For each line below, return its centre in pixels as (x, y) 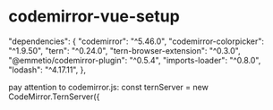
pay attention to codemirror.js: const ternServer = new (109, 87)
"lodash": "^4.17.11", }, (47, 70)
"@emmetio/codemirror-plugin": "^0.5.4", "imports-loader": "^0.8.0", (135, 60)
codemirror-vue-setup (94, 17)
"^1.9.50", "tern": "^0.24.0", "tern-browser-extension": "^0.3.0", (124, 50)
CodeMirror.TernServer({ (54, 97)
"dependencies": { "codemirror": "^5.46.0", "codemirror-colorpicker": (136, 41)
